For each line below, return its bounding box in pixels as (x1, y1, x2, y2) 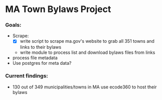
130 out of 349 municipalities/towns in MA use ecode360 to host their (12, 84, 157, 90)
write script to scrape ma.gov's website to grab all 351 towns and (20, 38, 154, 44)
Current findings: (5, 72, 49, 79)
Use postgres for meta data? (12, 60, 72, 66)
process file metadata (12, 54, 58, 61)
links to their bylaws (20, 44, 62, 50)
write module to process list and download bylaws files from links (20, 49, 155, 55)
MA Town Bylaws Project (5, 4, 111, 15)
